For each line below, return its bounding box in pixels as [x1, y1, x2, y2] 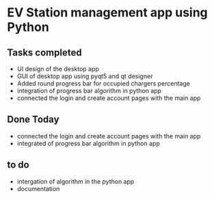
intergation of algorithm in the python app [16, 177, 135, 186]
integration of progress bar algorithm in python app [16, 87, 162, 95]
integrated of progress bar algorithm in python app [16, 139, 161, 147]
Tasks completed [7, 47, 82, 58]
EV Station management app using [7, 5, 209, 21]
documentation [16, 184, 60, 193]
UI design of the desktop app [16, 65, 99, 73]
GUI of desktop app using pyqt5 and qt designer [16, 72, 153, 80]
